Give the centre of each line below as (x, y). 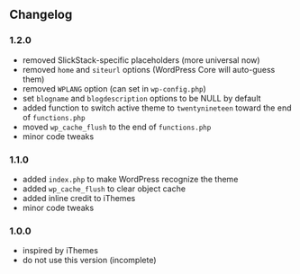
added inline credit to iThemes (79, 198)
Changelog (41, 15)
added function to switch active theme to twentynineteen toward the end (157, 108)
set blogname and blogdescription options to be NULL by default (141, 98)
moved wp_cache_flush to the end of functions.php (117, 127)
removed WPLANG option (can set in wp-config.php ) (114, 88)
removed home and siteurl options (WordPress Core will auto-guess (149, 69)
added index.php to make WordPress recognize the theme (130, 179)
